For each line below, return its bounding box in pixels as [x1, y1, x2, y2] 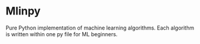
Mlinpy [5, 4, 41, 18]
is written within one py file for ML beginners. [5, 30, 118, 37]
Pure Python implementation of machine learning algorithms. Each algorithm [5, 24, 195, 31]
